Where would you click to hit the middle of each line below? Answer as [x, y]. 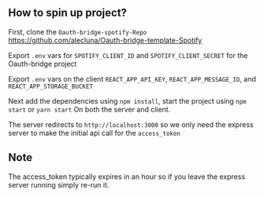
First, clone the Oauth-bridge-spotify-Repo [78, 31]
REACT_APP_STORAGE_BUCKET [50, 86]
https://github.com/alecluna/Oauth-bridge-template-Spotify [105, 40]
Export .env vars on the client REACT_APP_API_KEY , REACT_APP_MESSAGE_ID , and [132, 78]
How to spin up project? [68, 13]
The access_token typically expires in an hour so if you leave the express [127, 177]
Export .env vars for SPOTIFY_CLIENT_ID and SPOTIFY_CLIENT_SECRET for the [128, 55]
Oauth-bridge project [43, 64]
